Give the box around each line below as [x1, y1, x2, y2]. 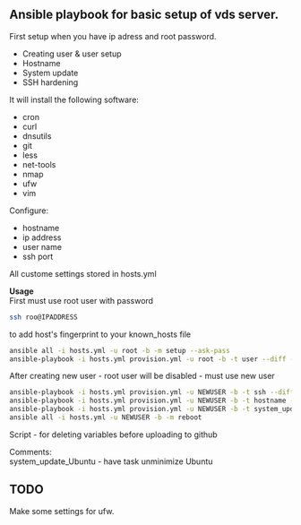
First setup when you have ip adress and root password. [9, 30, 217, 41]
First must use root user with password [9, 295, 154, 306]
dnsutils [21, 130, 52, 142]
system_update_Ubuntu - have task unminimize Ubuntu [9, 456, 213, 467]
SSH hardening [21, 76, 79, 88]
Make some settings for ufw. [9, 505, 115, 516]
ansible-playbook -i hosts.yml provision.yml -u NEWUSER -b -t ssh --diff [9, 388, 295, 397]
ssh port [21, 251, 54, 262]
